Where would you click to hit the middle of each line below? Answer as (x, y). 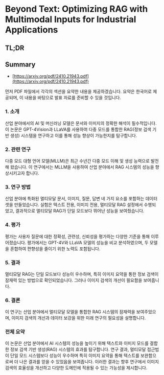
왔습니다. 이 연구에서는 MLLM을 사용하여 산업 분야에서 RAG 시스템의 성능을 (82, 167)
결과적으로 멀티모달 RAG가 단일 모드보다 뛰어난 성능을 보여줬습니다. (80, 211)
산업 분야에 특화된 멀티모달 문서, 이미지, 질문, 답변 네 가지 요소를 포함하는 (75, 199)
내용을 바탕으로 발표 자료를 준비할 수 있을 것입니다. (73, 98)
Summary (20, 64)
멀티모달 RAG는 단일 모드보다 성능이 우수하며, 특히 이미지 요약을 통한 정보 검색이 (82, 274)
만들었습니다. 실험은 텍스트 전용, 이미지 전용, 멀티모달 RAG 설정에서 (78, 205)
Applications (32, 30)
